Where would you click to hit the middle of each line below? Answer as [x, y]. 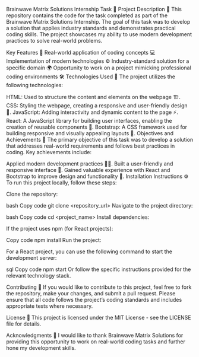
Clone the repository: [32, 194]
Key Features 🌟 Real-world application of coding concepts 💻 [81, 52]
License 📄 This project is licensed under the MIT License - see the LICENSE [99, 318]
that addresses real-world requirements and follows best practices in [91, 146]
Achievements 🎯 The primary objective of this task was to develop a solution [100, 140]
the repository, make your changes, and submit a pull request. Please [91, 293]
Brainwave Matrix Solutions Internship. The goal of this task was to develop [98, 22]
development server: [31, 258]
